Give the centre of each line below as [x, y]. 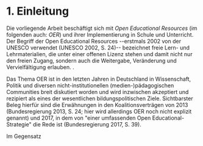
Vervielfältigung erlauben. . [40, 67]
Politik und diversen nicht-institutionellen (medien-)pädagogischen [90, 85]
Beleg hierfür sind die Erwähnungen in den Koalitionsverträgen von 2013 [97, 104]
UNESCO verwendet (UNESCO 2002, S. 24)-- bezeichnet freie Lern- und [98, 48]
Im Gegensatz [24, 136]
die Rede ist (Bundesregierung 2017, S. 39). [87, 124]
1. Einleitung [37, 11]
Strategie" [19, 124]
